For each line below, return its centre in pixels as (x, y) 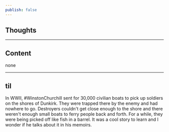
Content (18, 53)
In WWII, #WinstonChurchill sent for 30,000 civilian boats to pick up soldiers (84, 98)
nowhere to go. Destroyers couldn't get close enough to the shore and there (84, 109)
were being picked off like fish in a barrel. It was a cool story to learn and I (82, 119)
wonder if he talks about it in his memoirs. (49, 125)
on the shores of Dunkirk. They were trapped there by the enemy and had (81, 103)
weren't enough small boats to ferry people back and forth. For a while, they (84, 114)
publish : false (21, 10)
